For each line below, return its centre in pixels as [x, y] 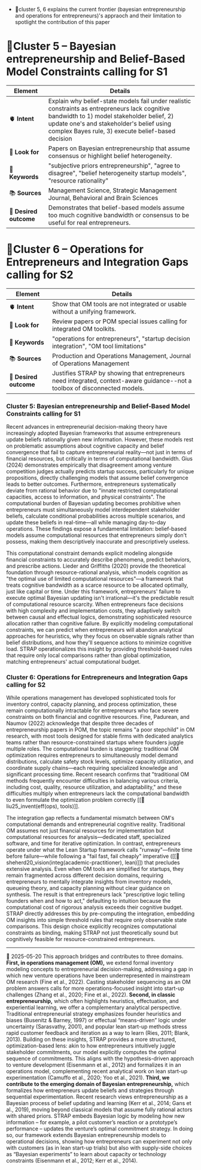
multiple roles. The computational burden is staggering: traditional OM [93, 749]
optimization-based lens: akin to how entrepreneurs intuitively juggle [91, 1046]
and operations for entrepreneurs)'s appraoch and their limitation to [98, 16]
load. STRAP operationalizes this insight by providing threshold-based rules [99, 649]
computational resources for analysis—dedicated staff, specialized [88, 837]
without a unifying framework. [94, 311]
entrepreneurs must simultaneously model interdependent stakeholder [93, 510]
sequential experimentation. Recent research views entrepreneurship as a [97, 1097]
